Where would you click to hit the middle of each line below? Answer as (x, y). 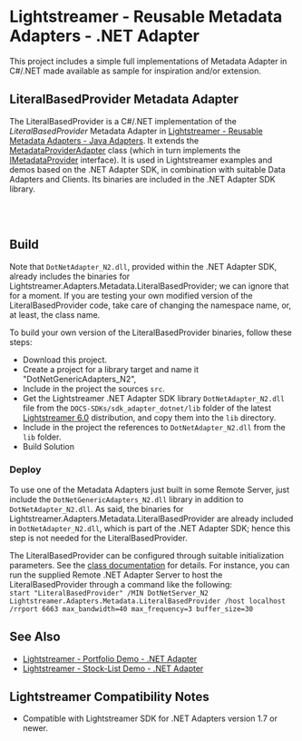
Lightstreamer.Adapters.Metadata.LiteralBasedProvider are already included (151, 519)
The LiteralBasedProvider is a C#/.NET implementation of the (123, 121)
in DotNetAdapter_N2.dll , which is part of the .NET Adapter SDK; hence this (150, 528)
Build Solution (49, 446)
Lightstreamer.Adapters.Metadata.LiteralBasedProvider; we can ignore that (149, 286)
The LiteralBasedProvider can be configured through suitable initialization (146, 555)
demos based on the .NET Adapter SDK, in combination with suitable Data (147, 169)
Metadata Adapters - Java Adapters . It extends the (104, 140)
